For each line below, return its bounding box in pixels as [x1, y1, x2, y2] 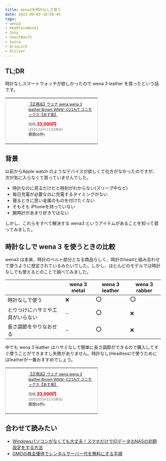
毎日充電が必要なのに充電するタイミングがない [12, 191, 108, 197]
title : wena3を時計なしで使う [5, 7, 61, 12]
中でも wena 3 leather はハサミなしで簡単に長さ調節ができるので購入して [5, 344, 155, 350]
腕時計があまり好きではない [12, 210, 69, 216]
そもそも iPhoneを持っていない [12, 204, 76, 210]
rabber [136, 287, 153, 294]
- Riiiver [5, 48, 26, 53]
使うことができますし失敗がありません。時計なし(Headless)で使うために [9, 350, 157, 356]
